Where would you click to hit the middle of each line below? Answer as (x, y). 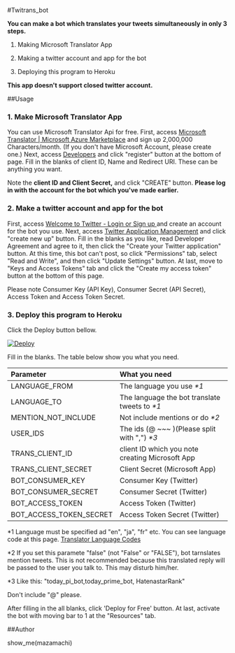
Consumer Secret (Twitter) (163, 491)
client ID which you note (159, 449)
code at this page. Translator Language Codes (74, 539)
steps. (17, 31)
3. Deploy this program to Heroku (65, 315)
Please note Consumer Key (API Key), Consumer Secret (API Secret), (107, 289)
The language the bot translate (170, 397)
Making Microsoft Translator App (65, 44)
